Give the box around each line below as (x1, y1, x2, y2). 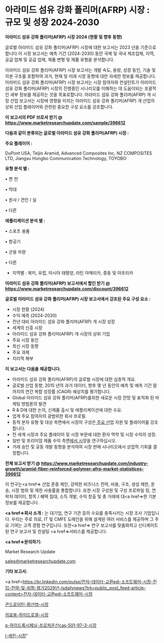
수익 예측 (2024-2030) (12, 312, 57, 318)
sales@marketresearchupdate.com (5, 558, 76, 564)
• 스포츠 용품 (5, 228, 30, 234)
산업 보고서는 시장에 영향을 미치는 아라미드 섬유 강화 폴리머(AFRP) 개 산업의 (10, 98, 155, 104)
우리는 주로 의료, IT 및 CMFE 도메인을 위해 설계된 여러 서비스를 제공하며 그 (11, 516, 154, 522)
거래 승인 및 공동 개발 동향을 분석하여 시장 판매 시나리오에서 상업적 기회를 (12, 444, 152, 450)
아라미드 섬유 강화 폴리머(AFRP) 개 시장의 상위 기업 (12, 331, 110, 337)
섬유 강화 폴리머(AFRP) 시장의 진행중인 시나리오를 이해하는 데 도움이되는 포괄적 (5, 85, 157, 91)
